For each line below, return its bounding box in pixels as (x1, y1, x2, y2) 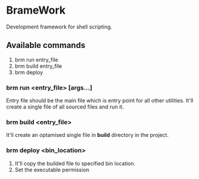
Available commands (6, 40, 86, 50)
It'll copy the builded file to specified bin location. (14, 159, 135, 167)
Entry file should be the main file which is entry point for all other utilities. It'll (6, 97, 194, 104)
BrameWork (6, 4, 66, 17)
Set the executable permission (14, 166, 90, 173)
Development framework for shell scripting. (6, 23, 113, 30)
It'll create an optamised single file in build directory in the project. (6, 132, 169, 139)
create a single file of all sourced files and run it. (6, 103, 124, 110)
